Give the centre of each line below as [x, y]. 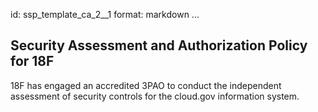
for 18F [32, 61]
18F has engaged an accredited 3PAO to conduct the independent [146, 85]
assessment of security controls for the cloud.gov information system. [155, 96]
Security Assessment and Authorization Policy [159, 45]
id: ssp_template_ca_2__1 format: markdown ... [105, 14]
